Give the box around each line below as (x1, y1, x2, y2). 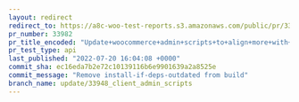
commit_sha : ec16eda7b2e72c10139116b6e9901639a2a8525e (8, 63, 217, 72)
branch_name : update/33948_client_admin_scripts (8, 79, 193, 88)
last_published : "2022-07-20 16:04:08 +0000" (8, 54, 180, 63)
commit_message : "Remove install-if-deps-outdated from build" (8, 71, 249, 80)
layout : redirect (8, 12, 73, 22)
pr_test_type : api (8, 46, 77, 55)
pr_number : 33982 (8, 29, 73, 38)
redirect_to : (8, 21, 57, 30)
